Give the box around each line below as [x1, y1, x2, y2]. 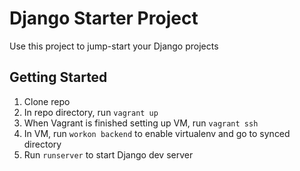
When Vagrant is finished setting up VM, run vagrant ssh [23, 117, 259, 129]
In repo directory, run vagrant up [23, 106, 159, 118]
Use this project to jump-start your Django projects [9, 40, 219, 52]
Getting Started [9, 69, 108, 86]
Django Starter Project [9, 7, 199, 30]
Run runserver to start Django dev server [23, 148, 194, 161]
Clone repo [23, 95, 71, 107]
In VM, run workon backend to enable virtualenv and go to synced [23, 127, 291, 139]
